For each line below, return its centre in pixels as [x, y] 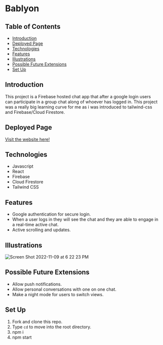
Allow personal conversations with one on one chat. [64, 289]
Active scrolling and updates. [41, 230]
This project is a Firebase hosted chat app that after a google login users [78, 96]
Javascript [23, 166]
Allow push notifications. [37, 284]
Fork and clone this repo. [37, 322]
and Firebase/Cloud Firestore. [35, 112]
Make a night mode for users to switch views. [58, 294]
